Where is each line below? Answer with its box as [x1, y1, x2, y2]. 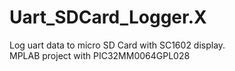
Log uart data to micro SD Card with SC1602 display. [9, 39, 226, 51]
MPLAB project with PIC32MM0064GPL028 [9, 49, 191, 61]
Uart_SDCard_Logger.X [9, 6, 207, 29]
